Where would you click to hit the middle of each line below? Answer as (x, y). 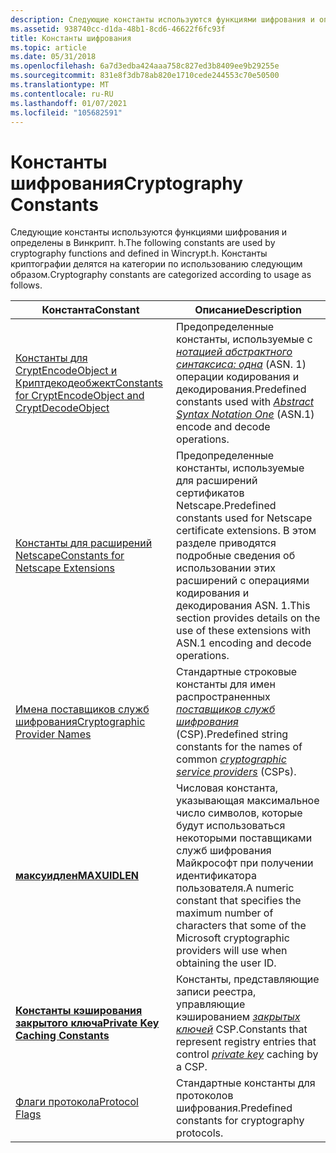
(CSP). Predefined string (232, 734)
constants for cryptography (240, 1121)
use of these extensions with (244, 631)
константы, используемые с (244, 339)
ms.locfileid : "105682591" (66, 112)
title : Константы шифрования (71, 38)
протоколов (205, 1096)
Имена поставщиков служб (82, 709)
